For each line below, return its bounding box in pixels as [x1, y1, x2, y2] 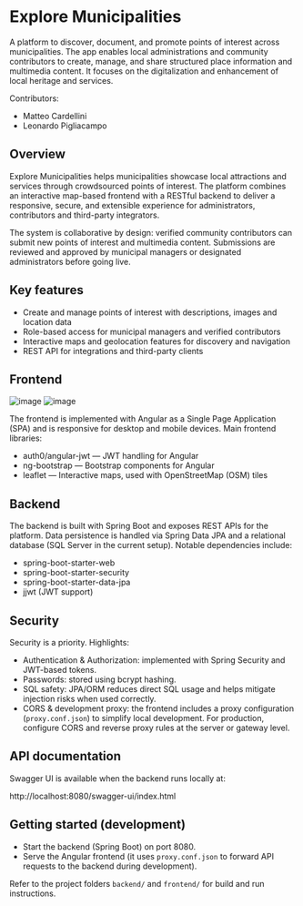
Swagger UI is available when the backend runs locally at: [9, 772, 226, 784]
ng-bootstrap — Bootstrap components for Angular [22, 460, 216, 471]
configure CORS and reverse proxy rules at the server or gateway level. [22, 722, 290, 733]
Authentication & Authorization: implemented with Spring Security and [22, 655, 286, 666]
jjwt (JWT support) [22, 586, 94, 597]
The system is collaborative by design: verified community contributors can [9, 227, 293, 238]
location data [22, 316, 73, 327]
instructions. [9, 888, 56, 899]
